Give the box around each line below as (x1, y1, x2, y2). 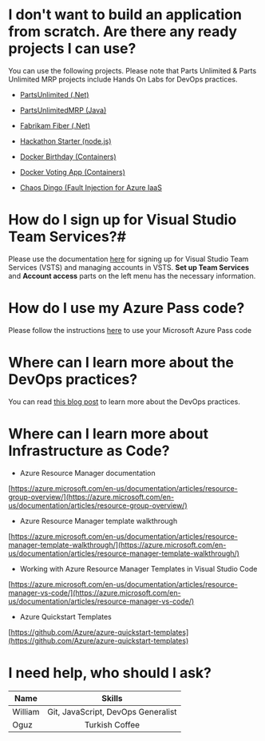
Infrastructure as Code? (8, 442, 170, 460)
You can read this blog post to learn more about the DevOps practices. (8, 397, 241, 406)
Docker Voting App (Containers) (19, 167, 125, 176)
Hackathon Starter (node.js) (19, 136, 112, 145)
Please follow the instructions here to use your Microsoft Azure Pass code (8, 325, 252, 335)
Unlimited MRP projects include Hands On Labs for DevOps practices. (8, 74, 238, 84)
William (12, 706, 40, 717)
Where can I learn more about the (8, 354, 234, 371)
